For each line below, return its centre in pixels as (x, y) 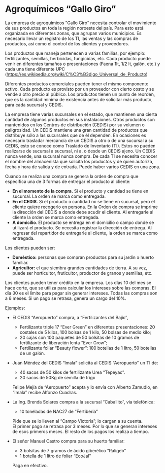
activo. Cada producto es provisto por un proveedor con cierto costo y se (80, 89)
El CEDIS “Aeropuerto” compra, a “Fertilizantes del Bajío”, (70, 317)
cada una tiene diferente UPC (35, 69)
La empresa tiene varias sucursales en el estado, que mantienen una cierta (81, 114)
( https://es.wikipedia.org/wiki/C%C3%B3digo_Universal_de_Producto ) (76, 74)
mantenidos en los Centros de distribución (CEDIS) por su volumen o (75, 125)
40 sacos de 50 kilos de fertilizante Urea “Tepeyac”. (72, 372)
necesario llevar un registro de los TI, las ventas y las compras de (72, 38)
